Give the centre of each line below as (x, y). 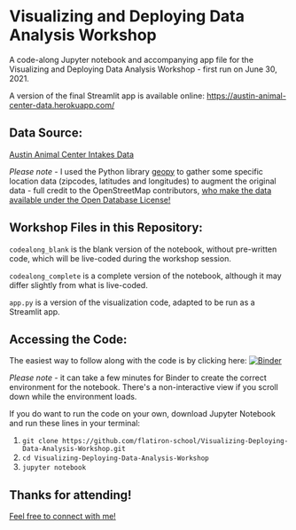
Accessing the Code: (68, 339)
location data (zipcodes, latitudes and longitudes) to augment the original (143, 181)
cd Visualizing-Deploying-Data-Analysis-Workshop (116, 458)
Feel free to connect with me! (63, 517)
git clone (40, 441)
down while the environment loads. (73, 397)
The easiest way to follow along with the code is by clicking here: (128, 361)
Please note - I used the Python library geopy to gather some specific (136, 171)
